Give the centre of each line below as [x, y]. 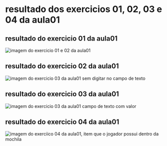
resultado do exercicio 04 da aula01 [62, 122]
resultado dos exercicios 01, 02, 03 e [84, 9]
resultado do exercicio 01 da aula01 [61, 38]
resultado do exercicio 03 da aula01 [62, 94]
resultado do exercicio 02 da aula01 [62, 66]
